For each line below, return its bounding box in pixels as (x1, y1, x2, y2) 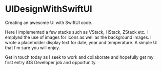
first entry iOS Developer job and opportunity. (5, 59, 97, 65)
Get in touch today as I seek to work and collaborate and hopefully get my (5, 54, 154, 60)
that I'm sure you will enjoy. (5, 45, 60, 50)
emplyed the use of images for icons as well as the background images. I (5, 34, 152, 40)
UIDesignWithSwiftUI (5, 3, 92, 15)
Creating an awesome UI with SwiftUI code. (5, 20, 93, 25)
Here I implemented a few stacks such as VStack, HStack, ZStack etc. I (5, 29, 148, 35)
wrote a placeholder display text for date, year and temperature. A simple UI (5, 39, 158, 45)
